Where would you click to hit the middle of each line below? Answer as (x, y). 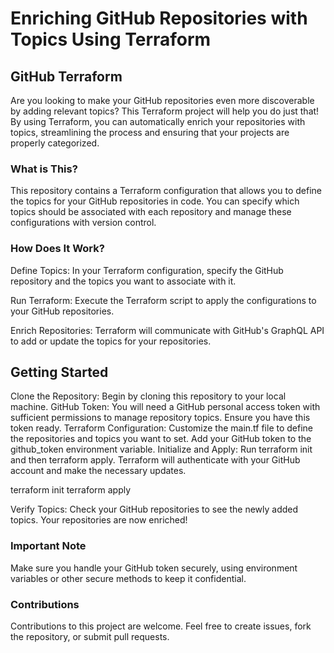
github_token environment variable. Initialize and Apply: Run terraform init (161, 449)
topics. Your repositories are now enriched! (99, 520)
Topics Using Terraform (111, 39)
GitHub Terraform (66, 76)
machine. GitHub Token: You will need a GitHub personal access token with (165, 407)
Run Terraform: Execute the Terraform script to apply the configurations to (163, 300)
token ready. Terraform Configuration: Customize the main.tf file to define (162, 428)
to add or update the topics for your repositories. (111, 341)
